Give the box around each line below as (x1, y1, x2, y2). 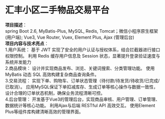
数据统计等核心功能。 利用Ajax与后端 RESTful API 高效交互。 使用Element (5, 102, 156, 108)
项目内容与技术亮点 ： (5, 40, 49, 46)
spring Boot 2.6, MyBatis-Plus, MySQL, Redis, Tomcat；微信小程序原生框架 (5, 28, 159, 34)
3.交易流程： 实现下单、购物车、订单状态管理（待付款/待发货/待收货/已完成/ (5, 77, 160, 83)
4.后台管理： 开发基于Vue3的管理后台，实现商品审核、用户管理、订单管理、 (5, 96, 160, 102)
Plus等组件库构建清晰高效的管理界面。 (5, 109, 83, 115)
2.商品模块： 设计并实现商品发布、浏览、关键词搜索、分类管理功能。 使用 (5, 65, 155, 71)
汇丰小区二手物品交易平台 (5, 4, 110, 16)
